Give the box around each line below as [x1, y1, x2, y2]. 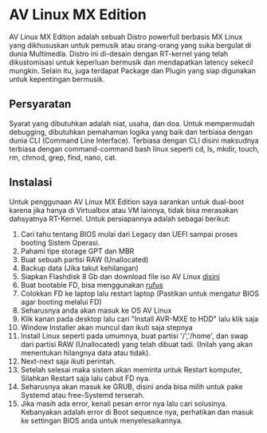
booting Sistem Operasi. [20, 238, 100, 247]
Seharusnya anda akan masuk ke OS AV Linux [20, 305, 172, 315]
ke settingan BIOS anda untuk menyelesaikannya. [20, 415, 183, 425]
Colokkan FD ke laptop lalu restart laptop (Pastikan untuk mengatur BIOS [20, 289, 260, 298]
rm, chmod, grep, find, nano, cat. [9, 152, 118, 162]
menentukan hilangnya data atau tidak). [20, 348, 151, 357]
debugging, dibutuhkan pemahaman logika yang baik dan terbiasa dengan [9, 127, 253, 136]
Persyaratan [9, 97, 72, 111]
